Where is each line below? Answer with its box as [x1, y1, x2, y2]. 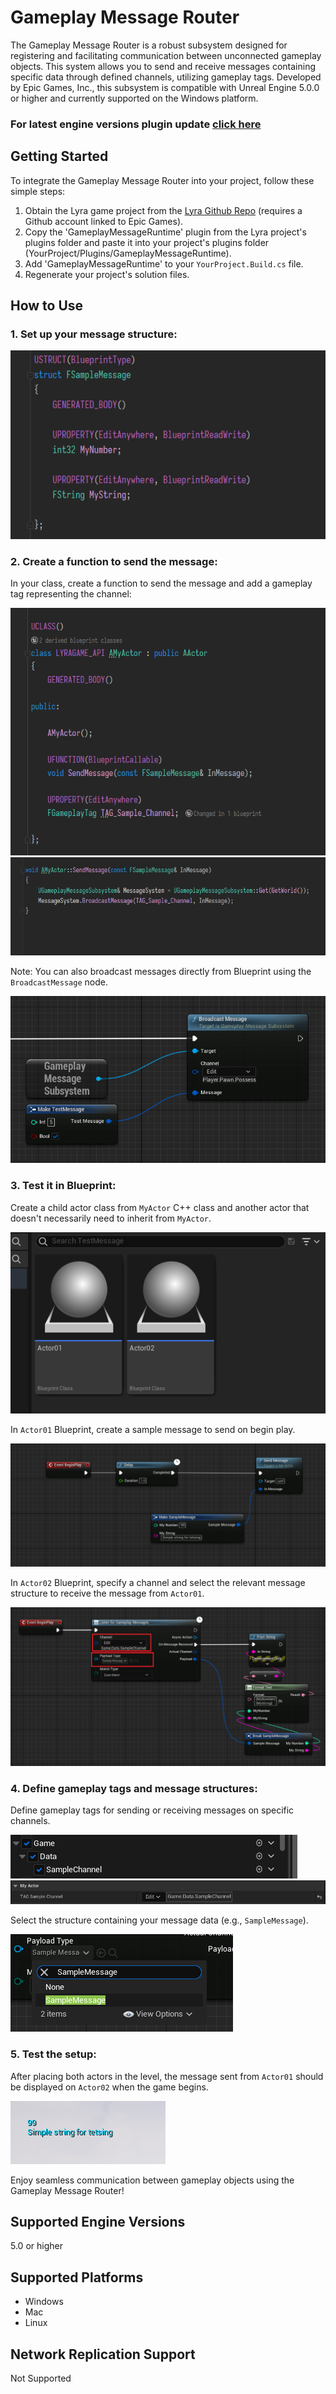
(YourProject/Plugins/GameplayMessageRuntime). [24, 247, 232, 259]
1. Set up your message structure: [10, 327, 178, 341]
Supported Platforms [10, 2269, 144, 2286]
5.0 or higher [10, 2240, 63, 2252]
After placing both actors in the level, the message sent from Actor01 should [10, 2070, 324, 2082]
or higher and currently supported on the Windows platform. [10, 92, 259, 104]
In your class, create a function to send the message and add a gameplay [10, 577, 313, 589]
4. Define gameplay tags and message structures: [10, 1781, 258, 1795]
